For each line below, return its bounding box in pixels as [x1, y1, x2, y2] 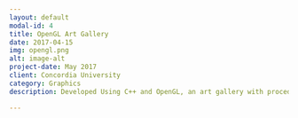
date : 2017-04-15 [9, 37, 74, 47]
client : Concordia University [9, 71, 122, 80]
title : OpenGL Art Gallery [9, 29, 109, 38]
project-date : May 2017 [9, 63, 98, 72]
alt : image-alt [9, 54, 66, 63]
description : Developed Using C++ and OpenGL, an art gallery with [9, 87, 264, 96]
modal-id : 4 [9, 21, 53, 30]
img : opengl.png [9, 46, 69, 55]
